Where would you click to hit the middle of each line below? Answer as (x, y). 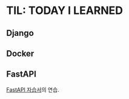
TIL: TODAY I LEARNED (64, 11)
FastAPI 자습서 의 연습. (33, 89)
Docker (20, 53)
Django (20, 33)
